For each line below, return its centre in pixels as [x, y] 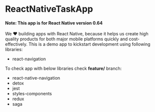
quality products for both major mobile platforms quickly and [66, 39]
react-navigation [29, 59]
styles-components [32, 94]
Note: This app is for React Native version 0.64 [54, 23]
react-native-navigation [36, 78]
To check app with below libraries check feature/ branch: [63, 69]
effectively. [16, 44]
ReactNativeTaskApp [49, 9]
